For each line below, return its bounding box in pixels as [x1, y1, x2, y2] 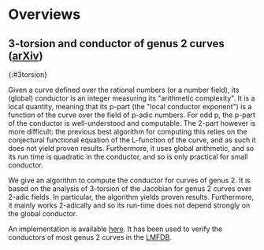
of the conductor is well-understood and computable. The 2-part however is [8, 119, 256, 127]
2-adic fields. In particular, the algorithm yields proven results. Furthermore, [8, 193, 255, 201]
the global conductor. [8, 209, 78, 218]
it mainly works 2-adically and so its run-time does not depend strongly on [8, 200, 251, 210]
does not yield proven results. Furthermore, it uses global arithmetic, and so [8, 144, 255, 153]
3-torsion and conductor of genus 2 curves [8, 37, 225, 50]
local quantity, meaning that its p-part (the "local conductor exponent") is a [8, 102, 252, 111]
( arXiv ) [8, 49, 43, 62]
